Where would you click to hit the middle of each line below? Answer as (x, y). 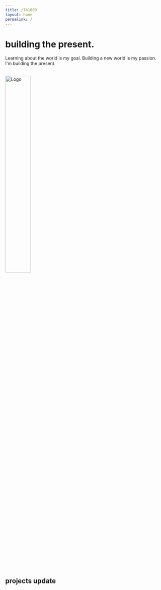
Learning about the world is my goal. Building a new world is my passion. (81, 58)
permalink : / (19, 19)
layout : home (19, 15)
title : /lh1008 (21, 10)
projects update (31, 581)
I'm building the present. (30, 64)
